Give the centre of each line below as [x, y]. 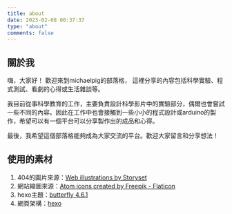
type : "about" [28, 26]
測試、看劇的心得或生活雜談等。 [58, 89]
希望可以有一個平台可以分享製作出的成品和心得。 [89, 121]
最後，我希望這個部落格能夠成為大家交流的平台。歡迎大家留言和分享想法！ [113, 136]
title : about [26, 13]
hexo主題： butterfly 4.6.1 [52, 195]
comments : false [30, 33]
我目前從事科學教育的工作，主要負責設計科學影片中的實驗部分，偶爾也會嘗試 [116, 104]
